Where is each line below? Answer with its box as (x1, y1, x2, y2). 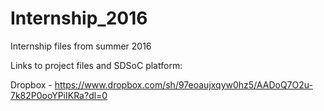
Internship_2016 (10, 7, 148, 30)
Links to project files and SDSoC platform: (10, 59, 183, 71)
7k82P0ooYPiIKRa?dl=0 (10, 89, 108, 101)
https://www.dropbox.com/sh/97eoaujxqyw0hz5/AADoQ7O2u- (54, 78, 313, 91)
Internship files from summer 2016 (10, 40, 152, 52)
